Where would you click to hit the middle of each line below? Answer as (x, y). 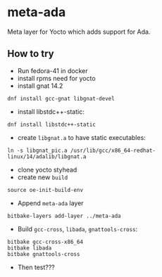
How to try (31, 54)
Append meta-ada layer (50, 203)
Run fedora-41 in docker (52, 70)
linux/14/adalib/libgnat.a (47, 156)
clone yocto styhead (47, 169)
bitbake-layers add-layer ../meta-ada (64, 216)
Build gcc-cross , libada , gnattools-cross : (77, 228)
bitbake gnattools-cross (44, 254)
